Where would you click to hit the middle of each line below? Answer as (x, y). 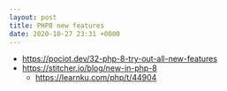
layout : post (33, 17)
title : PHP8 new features (57, 26)
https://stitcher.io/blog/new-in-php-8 (89, 68)
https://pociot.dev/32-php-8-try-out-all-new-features (120, 59)
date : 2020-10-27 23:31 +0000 (65, 34)
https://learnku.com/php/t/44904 (96, 78)
